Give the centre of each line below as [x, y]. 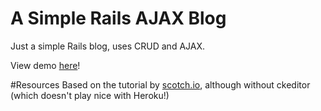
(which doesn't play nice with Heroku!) [90, 95]
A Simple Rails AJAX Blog [118, 18]
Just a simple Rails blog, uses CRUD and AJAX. [108, 46]
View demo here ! [45, 65]
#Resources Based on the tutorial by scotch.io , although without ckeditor [160, 84]
